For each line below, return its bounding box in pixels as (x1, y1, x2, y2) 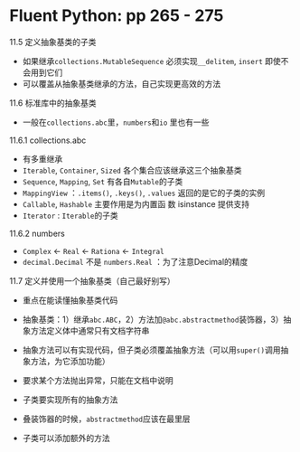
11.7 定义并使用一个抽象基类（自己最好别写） (9, 275, 176, 286)
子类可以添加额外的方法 (22, 432, 110, 443)
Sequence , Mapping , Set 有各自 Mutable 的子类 (22, 175, 183, 186)
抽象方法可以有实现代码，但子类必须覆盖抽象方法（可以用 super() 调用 (22, 344, 281, 355)
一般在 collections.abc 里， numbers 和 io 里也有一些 (22, 117, 210, 127)
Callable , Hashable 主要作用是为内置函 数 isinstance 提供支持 (22, 198, 250, 209)
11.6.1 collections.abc (9, 135, 87, 146)
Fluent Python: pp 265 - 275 (9, 5, 224, 26)
